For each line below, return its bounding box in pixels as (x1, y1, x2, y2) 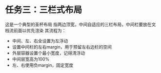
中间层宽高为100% (12, 56, 50, 62)
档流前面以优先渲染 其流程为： (5, 27, 66, 33)
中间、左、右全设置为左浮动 (12, 37, 68, 44)
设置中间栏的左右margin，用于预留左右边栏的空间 (12, 44, 112, 50)
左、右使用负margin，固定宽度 (12, 62, 74, 68)
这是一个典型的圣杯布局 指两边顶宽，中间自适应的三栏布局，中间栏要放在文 (5, 21, 156, 27)
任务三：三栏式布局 (5, 4, 82, 16)
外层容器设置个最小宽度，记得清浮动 (12, 50, 85, 56)
